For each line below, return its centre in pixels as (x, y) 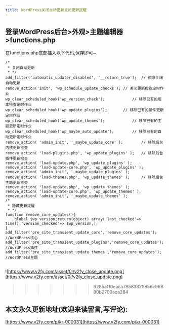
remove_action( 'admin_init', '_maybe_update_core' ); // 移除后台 (84, 143)
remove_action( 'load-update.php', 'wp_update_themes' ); (68, 187)
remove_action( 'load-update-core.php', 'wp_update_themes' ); (73, 192)
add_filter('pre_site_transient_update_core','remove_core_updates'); (81, 233)
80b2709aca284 (111, 292)
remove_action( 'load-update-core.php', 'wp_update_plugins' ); (74, 168)
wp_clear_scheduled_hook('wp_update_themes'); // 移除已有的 (81, 121)
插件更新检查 (17, 159)
